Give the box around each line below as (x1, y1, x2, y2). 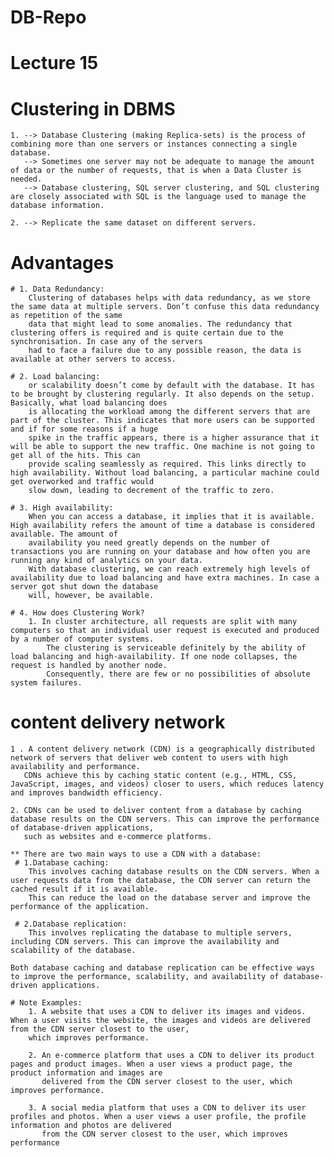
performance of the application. (10, 902, 150, 912)
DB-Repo (10, 6, 87, 29)
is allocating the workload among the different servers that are (28, 407, 311, 417)
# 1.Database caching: (14, 858, 110, 868)
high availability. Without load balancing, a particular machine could (10, 468, 320, 478)
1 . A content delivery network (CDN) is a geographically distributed (10, 744, 315, 755)
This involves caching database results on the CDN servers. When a (28, 867, 320, 877)
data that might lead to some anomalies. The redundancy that (28, 319, 293, 330)
